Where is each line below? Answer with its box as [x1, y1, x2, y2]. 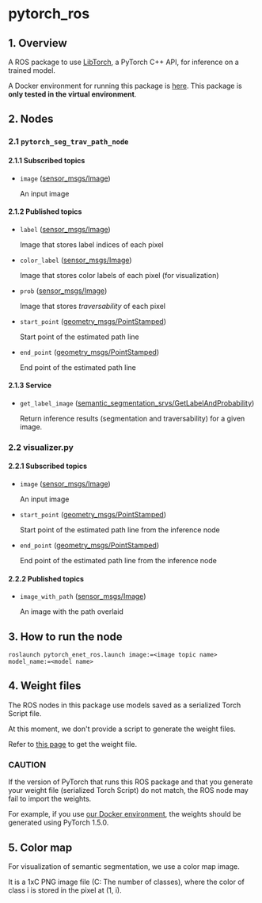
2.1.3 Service [8, 381, 52, 391]
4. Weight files [8, 679, 82, 693]
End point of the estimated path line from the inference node [19, 556, 218, 566]
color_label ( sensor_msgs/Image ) [19, 255, 132, 265]
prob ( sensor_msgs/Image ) [19, 286, 108, 295]
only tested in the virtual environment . [8, 90, 137, 99]
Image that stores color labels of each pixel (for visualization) [19, 270, 219, 280]
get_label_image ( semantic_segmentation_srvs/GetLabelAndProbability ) [19, 398, 255, 408]
